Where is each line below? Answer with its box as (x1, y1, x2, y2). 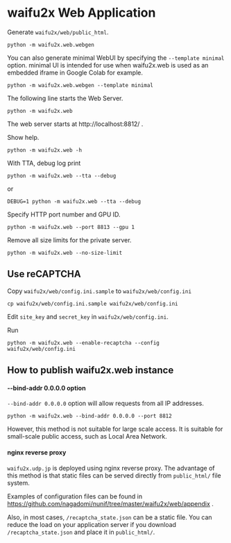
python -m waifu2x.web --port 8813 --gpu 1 (7, 223, 135, 230)
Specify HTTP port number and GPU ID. (7, 210, 121, 219)
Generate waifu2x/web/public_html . (7, 28, 109, 36)
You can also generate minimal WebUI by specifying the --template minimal (7, 54, 225, 62)
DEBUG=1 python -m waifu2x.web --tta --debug (7, 198, 141, 205)
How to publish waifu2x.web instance (7, 364, 174, 377)
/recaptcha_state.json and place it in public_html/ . (7, 528, 155, 536)
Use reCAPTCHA (7, 268, 81, 280)
